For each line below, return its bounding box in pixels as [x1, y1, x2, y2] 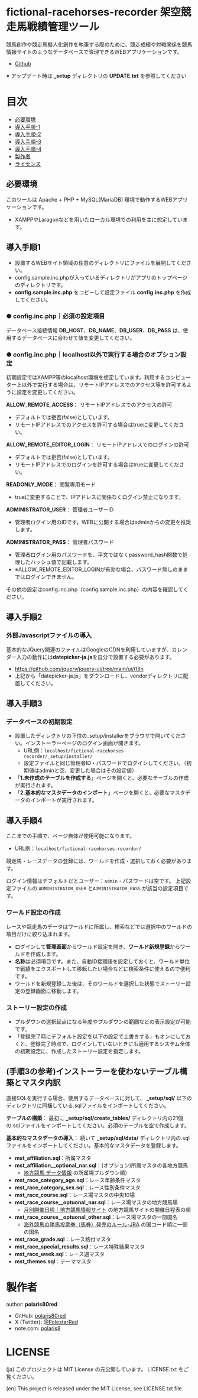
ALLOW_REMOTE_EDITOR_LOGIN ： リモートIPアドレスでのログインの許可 [6, 441, 189, 448]
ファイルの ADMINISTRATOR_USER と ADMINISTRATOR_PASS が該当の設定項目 [11, 885, 184, 892]
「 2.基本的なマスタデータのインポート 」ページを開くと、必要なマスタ [14, 789, 186, 796]
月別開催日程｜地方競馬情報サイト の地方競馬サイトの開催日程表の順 [23, 1206, 191, 1213]
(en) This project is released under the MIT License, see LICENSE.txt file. [6, 1384, 184, 1392]
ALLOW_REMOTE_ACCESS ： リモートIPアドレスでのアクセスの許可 [6, 401, 173, 408]
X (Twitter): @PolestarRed [14, 1318, 79, 1325]
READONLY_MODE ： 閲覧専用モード [6, 481, 96, 488]
